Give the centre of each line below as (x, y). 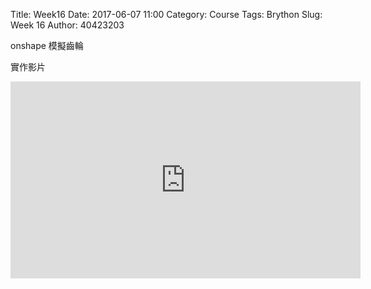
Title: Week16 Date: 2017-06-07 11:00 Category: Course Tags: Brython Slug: (166, 14)
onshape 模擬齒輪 (47, 45)
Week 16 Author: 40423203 (67, 25)
